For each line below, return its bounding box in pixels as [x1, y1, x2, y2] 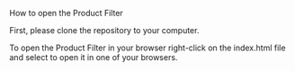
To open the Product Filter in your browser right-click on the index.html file [9, 42, 286, 53]
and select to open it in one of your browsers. [9, 52, 178, 62]
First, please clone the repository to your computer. [9, 25, 200, 35]
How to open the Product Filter [9, 8, 123, 18]
